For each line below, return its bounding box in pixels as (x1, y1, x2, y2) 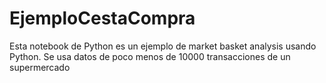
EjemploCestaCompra (9, 7, 196, 30)
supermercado (9, 61, 71, 73)
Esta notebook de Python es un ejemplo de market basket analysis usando (9, 40, 317, 52)
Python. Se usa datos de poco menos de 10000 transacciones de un (9, 50, 291, 62)
